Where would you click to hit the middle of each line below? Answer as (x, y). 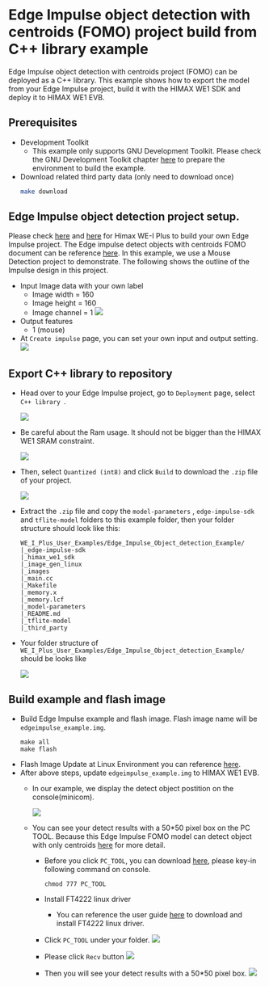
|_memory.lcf (42, 600)
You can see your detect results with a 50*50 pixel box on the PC (141, 828)
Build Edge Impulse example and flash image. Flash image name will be (139, 719)
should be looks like (53, 659)
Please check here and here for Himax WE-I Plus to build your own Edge (128, 236)
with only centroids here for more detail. (99, 845)
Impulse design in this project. (59, 270)
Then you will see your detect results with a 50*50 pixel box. (145, 973)
